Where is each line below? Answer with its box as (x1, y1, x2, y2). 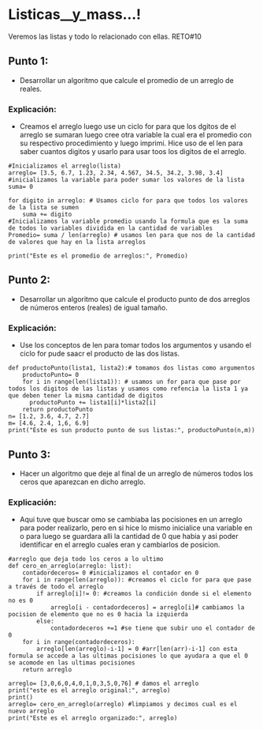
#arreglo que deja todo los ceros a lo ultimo (8, 555, 164, 563)
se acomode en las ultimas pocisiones (8, 659, 135, 667)
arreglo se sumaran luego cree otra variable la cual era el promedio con (19, 130, 252, 140)
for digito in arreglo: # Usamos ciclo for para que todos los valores (8, 197, 248, 205)
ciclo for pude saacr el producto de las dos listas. (19, 349, 180, 359)
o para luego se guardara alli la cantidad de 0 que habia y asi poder (19, 532, 239, 541)
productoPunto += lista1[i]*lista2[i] (28, 399, 157, 407)
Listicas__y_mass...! (8, 6, 142, 24)
